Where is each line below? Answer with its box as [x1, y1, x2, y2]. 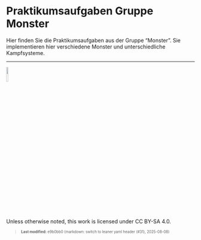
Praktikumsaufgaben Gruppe [6, 4, 154, 18]
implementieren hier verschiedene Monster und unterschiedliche [6, 43, 166, 50]
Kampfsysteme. [6, 49, 45, 56]
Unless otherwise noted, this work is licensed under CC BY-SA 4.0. [6, 217, 172, 225]
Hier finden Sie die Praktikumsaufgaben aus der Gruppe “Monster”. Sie [6, 37, 181, 44]
